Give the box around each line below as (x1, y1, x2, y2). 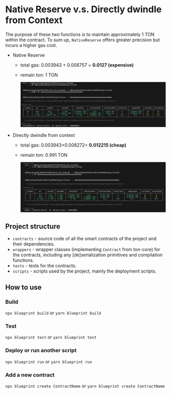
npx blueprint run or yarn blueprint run (5, 358, 93, 364)
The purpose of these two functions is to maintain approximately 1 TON (5, 31, 155, 37)
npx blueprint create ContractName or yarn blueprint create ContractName (5, 383, 165, 389)
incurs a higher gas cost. (5, 42, 58, 48)
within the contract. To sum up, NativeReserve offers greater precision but (5, 37, 160, 43)
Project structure (5, 222, 61, 231)
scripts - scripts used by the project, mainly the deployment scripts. (12, 268, 157, 274)
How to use (5, 283, 42, 291)
